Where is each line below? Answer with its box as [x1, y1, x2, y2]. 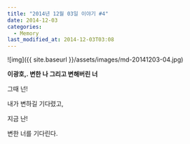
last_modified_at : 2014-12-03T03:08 [7, 36, 114, 43]
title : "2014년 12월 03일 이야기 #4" [7, 10, 109, 17]
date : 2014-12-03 [7, 17, 58, 24]
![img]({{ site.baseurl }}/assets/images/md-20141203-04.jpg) [7, 55, 184, 64]
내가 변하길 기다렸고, [7, 99, 64, 108]
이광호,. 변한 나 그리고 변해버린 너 [7, 70, 98, 78]
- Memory [13, 29, 39, 37]
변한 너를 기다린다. [7, 129, 58, 138]
